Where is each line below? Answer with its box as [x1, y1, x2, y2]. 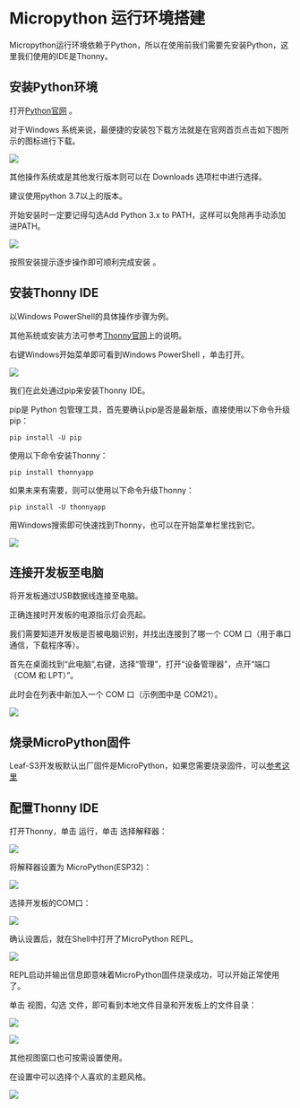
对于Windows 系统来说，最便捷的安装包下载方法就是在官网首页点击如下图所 [9, 124, 289, 135]
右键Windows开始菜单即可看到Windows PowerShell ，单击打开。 [9, 349, 249, 360]
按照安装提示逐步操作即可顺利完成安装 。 [9, 257, 161, 267]
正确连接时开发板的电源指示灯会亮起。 [9, 609, 150, 620]
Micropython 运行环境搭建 [9, 8, 206, 29]
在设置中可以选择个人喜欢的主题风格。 [9, 1071, 150, 1082]
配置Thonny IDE [9, 800, 99, 816]
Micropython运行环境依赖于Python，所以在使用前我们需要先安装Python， [9, 39, 281, 50]
